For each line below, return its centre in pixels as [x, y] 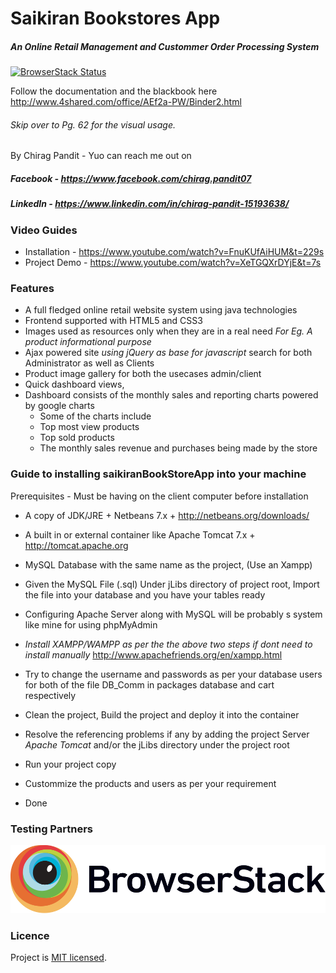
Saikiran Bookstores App [115, 18]
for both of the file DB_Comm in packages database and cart [149, 684]
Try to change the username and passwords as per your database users [173, 674]
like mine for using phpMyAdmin [91, 624]
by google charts [59, 406]
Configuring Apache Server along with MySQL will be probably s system [173, 614]
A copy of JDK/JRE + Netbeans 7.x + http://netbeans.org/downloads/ [167, 515]
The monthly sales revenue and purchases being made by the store [178, 448]
